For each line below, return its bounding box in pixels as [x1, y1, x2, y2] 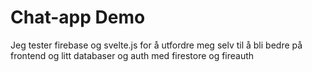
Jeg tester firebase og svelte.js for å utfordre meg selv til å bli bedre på [10, 39, 303, 51]
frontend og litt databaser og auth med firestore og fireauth [10, 49, 255, 61]
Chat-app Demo [10, 6, 146, 29]
